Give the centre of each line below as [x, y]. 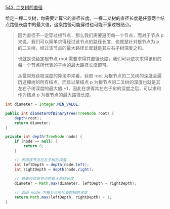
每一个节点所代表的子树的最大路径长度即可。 [64, 65]
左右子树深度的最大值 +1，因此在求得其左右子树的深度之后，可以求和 [89, 88]
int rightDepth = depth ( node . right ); [54, 169]
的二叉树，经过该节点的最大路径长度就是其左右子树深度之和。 [82, 48]
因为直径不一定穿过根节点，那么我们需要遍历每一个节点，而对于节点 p [91, 35]
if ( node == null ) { [36, 141]
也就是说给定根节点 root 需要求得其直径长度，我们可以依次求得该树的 [90, 59]
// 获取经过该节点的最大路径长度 [44, 179]
